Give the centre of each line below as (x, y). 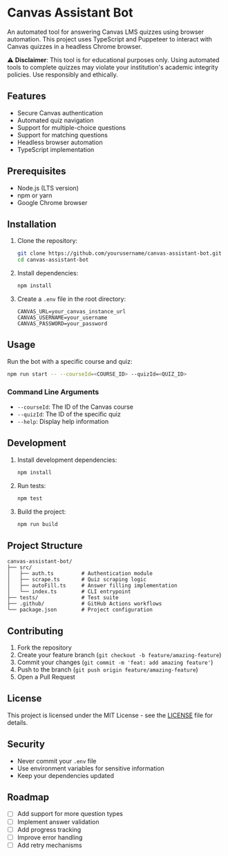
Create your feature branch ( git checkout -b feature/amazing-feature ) (119, 655)
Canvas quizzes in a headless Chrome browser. (75, 46)
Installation (32, 224)
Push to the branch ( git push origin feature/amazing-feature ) (107, 670)
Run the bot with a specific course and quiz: (70, 361)
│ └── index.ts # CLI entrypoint (69, 592)
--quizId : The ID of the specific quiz (69, 414)
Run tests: (31, 485)
